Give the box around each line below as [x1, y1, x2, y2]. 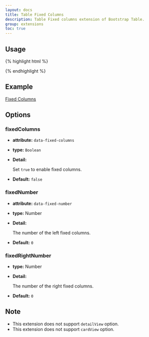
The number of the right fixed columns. [12, 283, 94, 289]
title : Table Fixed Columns [5, 12, 64, 17]
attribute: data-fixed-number [12, 200, 72, 206]
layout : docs [5, 7, 33, 13]
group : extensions [5, 21, 44, 27]
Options [5, 110, 31, 119]
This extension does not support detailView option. [12, 321, 119, 327]
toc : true [5, 26, 26, 31]
